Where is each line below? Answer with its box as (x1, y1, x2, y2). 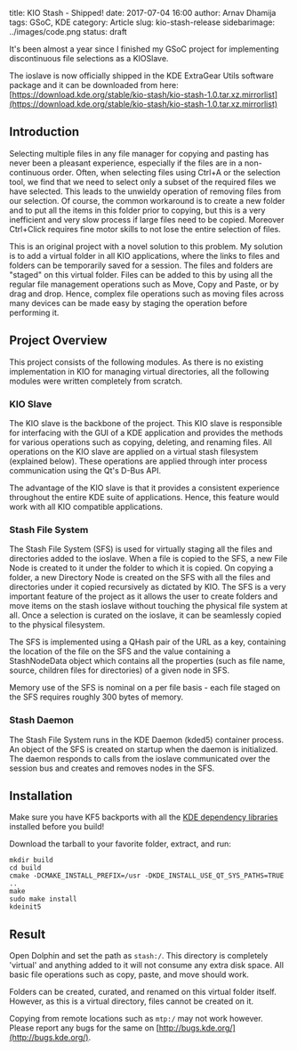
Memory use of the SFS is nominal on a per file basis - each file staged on (9, 683, 281, 693)
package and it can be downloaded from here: (9, 80, 180, 90)
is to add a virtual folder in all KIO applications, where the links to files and (9, 250, 280, 261)
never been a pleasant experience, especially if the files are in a (9, 158, 243, 168)
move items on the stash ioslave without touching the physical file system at (9, 601, 288, 611)
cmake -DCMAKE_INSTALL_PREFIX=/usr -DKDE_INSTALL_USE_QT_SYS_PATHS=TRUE (9, 871, 285, 880)
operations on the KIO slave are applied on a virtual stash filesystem (9, 446, 259, 457)
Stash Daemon (9, 714, 74, 726)
